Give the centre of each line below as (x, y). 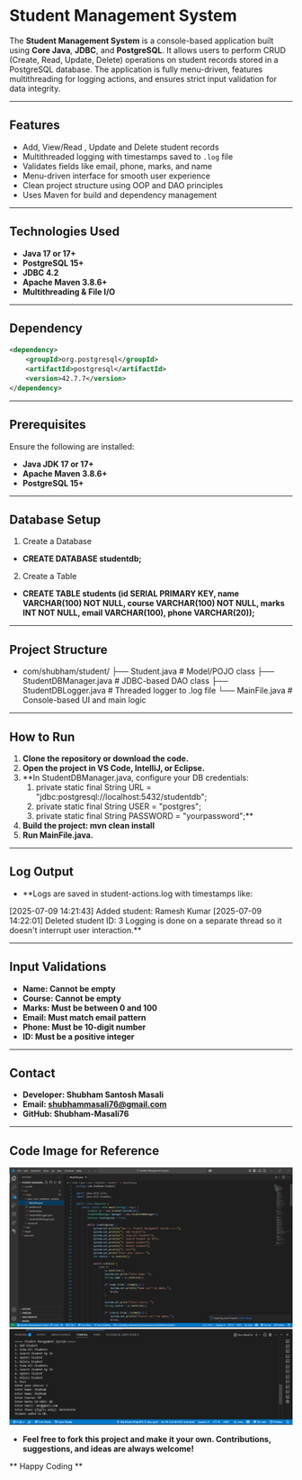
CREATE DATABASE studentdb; (82, 558)
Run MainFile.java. (58, 835)
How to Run (42, 736)
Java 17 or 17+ (49, 253)
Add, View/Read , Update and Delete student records (120, 147)
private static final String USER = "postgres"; (119, 806)
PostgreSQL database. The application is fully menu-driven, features (136, 69)
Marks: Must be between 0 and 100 (90, 1008)
